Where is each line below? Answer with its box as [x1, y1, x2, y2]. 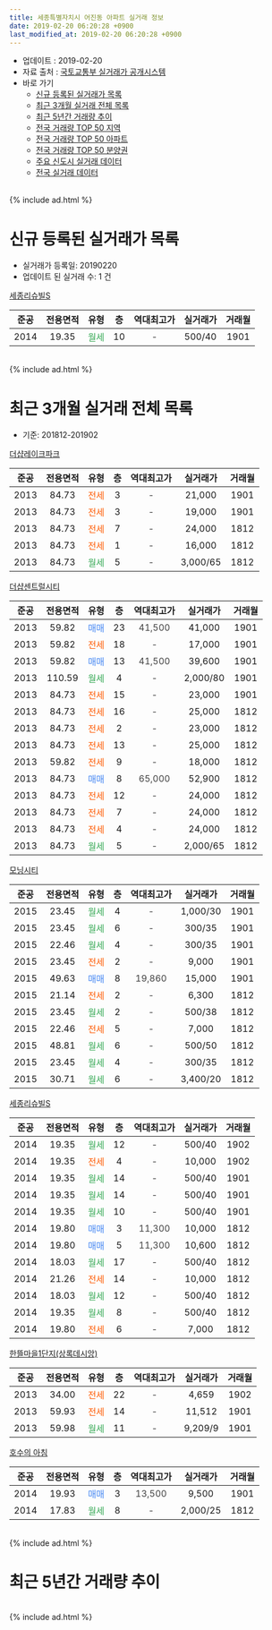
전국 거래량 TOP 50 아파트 [35, 133, 128, 144]
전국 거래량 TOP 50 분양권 [35, 145, 128, 156]
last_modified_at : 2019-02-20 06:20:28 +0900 [9, 30, 182, 38]
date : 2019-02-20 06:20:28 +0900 [9, 21, 134, 30]
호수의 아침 [9, 1447, 48, 1458]
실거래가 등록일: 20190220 [21, 260, 118, 271]
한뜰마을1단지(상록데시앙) [9, 1348, 98, 1359]
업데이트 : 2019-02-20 [21, 55, 103, 66]
